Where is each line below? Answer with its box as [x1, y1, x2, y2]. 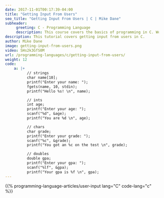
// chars [26, 124, 45, 129]
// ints [26, 98, 42, 102]
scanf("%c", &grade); [26, 138, 71, 143]
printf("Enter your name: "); [26, 79, 89, 84]
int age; [26, 102, 45, 107]
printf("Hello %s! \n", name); [26, 89, 91, 94]
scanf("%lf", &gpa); [26, 165, 69, 170]
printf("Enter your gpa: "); [26, 160, 86, 165]
